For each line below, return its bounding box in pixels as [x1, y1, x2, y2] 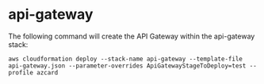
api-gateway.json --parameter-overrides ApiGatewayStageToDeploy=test [8, 61, 247, 70]
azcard [36, 68, 59, 76]
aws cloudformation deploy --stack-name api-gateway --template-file [8, 55, 243, 63]
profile [8, 68, 34, 76]
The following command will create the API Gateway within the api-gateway [8, 31, 255, 41]
